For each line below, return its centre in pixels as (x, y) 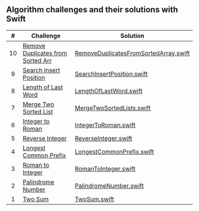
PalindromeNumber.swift (109, 186)
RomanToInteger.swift (105, 168)
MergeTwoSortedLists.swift (113, 108)
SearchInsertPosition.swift (111, 73)
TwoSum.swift (94, 199)
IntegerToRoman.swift (105, 125)
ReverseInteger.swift (104, 138)
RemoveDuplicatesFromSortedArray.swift (132, 53)
